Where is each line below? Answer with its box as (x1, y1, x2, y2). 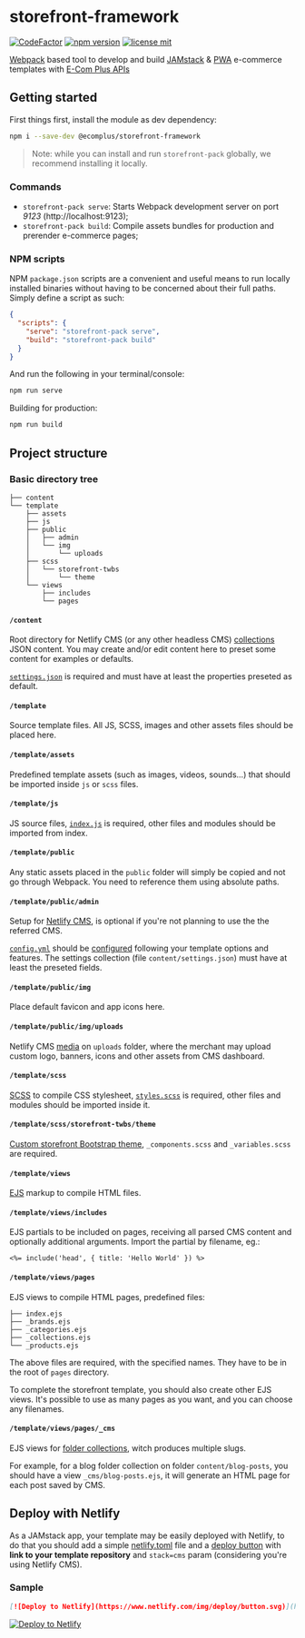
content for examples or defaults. (9, 654, 134, 665)
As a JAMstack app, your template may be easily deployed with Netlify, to (9, 1530, 285, 1541)
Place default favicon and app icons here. (9, 1002, 165, 1012)
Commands (9, 180, 62, 192)
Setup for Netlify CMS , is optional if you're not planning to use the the (9, 915, 270, 927)
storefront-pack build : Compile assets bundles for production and (22, 220, 275, 231)
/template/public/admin (9, 897, 100, 906)
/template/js (9, 799, 59, 809)
